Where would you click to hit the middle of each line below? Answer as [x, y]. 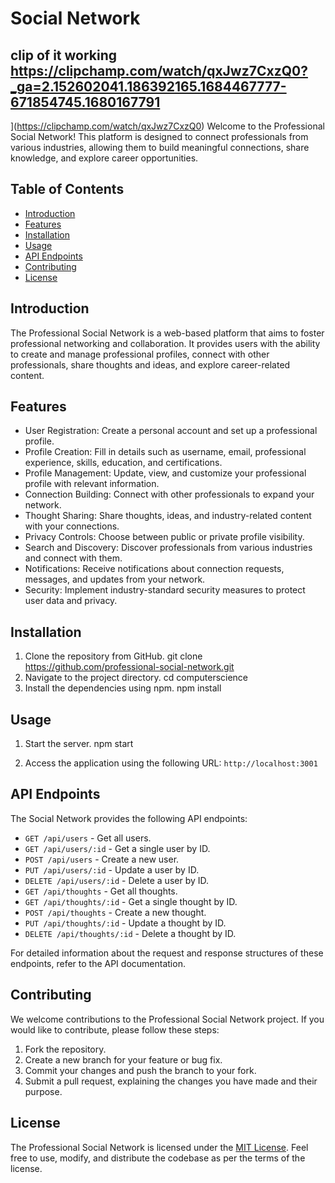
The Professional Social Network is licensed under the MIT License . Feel [159, 1147]
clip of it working [64, 55]
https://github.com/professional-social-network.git [129, 667]
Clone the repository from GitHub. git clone [113, 656]
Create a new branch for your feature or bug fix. [123, 1059]
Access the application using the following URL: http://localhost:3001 [171, 763]
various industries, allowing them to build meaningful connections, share [160, 147]
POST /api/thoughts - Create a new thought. [115, 912]
